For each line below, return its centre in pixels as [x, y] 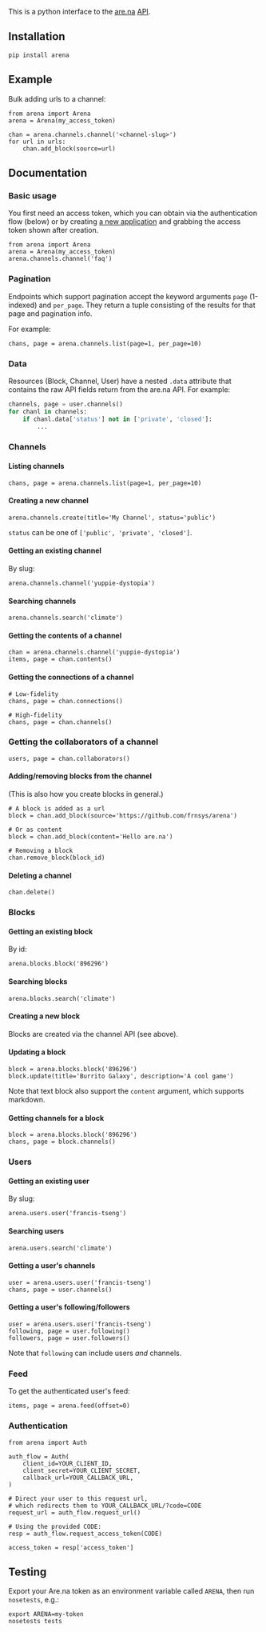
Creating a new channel [49, 501]
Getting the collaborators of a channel [83, 742]
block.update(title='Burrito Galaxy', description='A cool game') [121, 1076]
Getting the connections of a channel [71, 677]
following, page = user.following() [69, 1331]
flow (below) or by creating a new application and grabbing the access [125, 222]
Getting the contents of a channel [65, 635]
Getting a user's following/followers [69, 1307]
